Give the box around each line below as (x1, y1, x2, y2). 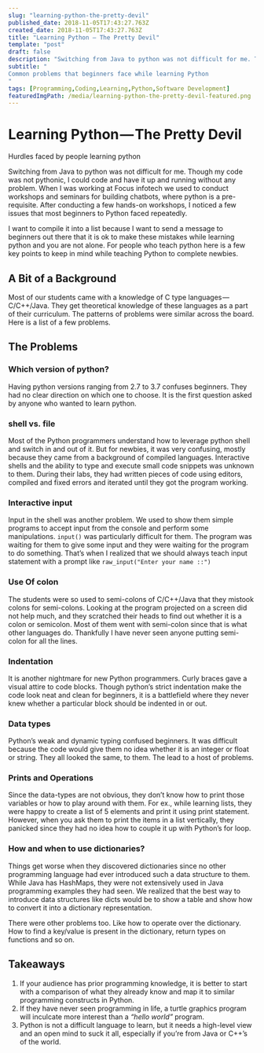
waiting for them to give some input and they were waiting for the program (8, 540, 249, 550)
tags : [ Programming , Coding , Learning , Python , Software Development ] (8, 84, 230, 93)
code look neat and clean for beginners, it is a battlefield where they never (8, 690, 249, 699)
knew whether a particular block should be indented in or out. (8, 699, 208, 708)
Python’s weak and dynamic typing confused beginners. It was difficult (8, 736, 238, 746)
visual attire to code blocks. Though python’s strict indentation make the (8, 681, 242, 692)
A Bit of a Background (8, 272, 116, 285)
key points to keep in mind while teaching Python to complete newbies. (8, 249, 238, 259)
